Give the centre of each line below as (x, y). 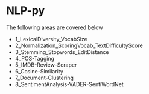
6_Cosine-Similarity (39, 71)
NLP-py (26, 11)
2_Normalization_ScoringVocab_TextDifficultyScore (79, 45)
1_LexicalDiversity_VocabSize (51, 39)
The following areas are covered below (55, 27)
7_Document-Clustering (44, 78)
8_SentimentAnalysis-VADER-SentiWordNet (69, 84)
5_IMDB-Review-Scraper (46, 65)
